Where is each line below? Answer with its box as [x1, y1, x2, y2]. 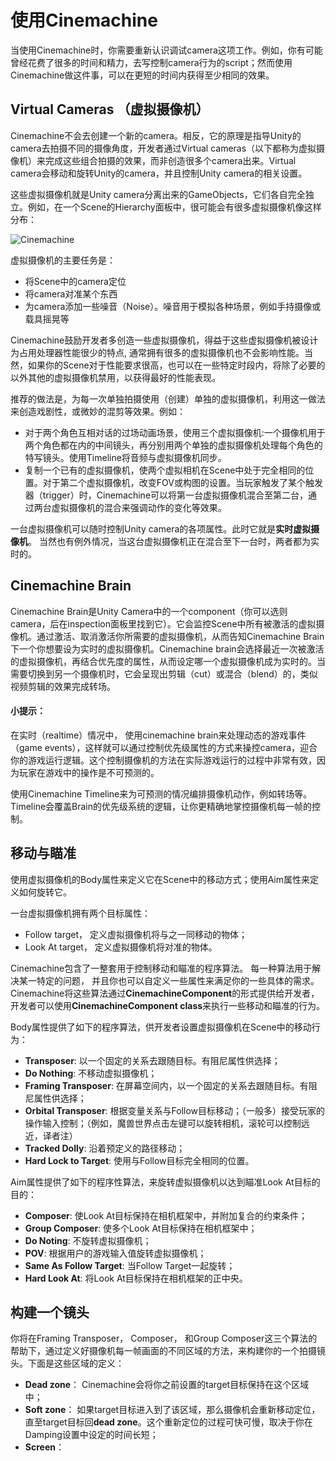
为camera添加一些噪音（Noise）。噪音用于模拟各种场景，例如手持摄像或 [24, 300, 322, 312]
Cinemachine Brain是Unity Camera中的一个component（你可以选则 [10, 605, 288, 617]
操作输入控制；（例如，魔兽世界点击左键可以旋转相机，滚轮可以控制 [24, 1117, 302, 1129]
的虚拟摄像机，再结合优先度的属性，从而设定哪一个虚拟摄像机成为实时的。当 [10, 655, 326, 667]
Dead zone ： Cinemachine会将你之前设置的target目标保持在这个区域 [24, 1379, 310, 1391]
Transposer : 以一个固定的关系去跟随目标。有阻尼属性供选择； [24, 1054, 281, 1066]
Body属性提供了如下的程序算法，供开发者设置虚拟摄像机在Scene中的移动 [10, 1021, 312, 1033]
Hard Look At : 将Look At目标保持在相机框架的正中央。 [24, 1272, 248, 1284]
